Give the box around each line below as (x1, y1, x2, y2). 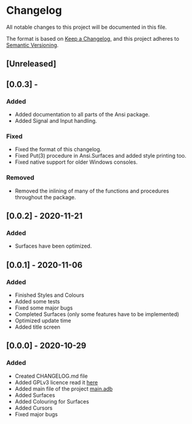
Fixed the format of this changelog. (14, 146, 102, 153)
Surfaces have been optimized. (14, 242, 92, 249)
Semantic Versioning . (6, 41, 59, 49)
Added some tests (14, 297, 60, 305)
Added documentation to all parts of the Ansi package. (14, 111, 150, 118)
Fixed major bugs (14, 410, 58, 417)
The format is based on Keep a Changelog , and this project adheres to (6, 35, 179, 42)
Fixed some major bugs (14, 304, 73, 311)
